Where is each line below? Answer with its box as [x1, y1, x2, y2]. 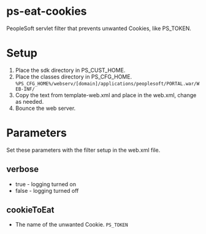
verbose [6, 164, 39, 174]
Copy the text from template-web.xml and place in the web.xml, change [15, 91, 197, 99]
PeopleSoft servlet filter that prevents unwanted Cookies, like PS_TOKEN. [6, 25, 192, 32]
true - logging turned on [15, 180, 77, 188]
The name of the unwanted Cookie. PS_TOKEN [15, 221, 128, 228]
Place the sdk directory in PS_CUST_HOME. [15, 66, 126, 74]
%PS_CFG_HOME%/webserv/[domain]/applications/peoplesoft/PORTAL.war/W [15, 80, 200, 87]
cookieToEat [6, 205, 55, 216]
